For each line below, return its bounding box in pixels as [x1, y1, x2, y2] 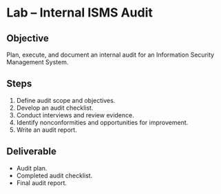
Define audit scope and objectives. [16, 96, 116, 104]
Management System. [6, 58, 69, 66]
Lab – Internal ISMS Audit [6, 5, 153, 21]
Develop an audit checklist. [16, 104, 94, 112]
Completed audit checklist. [16, 171, 93, 180]
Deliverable [6, 146, 56, 157]
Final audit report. [16, 178, 67, 187]
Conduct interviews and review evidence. [16, 110, 135, 119]
